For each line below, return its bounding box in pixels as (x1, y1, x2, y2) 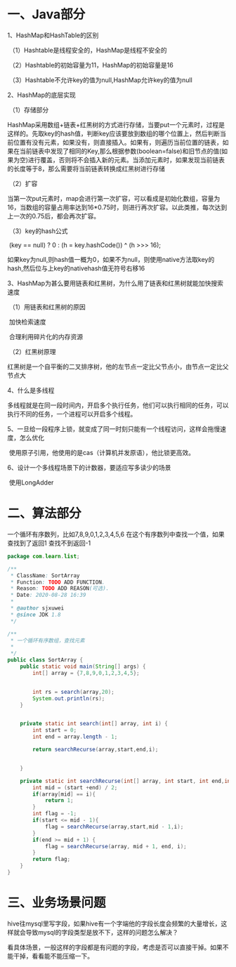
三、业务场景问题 (7, 895, 107, 911)
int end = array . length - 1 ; (32, 733, 118, 741)
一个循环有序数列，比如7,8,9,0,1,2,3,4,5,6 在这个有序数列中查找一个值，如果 (7, 529, 225, 538)
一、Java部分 (7, 6, 86, 22)
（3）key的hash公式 (8, 226, 68, 235)
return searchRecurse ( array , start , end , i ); (32, 746, 159, 753)
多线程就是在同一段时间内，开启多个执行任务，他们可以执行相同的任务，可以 (7, 401, 229, 409)
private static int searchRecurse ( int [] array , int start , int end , (20, 777, 225, 784)
